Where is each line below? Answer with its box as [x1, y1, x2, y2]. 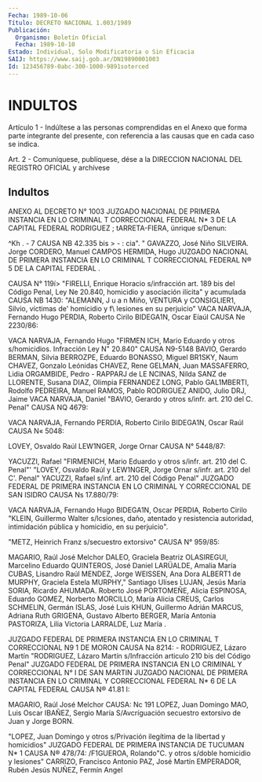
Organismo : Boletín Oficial [15, 33, 107, 42]
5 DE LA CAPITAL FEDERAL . [8, 263, 100, 273]
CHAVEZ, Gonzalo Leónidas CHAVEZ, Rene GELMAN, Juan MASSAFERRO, [8, 361, 249, 370]
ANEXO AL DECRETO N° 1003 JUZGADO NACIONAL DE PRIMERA [8, 206, 220, 216]
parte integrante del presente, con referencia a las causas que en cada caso [8, 130, 255, 140]
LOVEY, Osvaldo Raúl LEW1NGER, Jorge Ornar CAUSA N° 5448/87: [8, 441, 226, 450]
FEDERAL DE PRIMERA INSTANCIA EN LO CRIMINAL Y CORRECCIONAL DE [8, 481, 252, 491]
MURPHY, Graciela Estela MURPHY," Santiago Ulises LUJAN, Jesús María [8, 577, 246, 586]
